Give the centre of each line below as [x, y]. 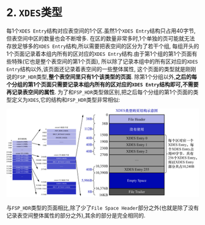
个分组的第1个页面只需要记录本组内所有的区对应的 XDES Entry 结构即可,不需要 [102, 84]
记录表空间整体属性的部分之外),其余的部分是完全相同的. [76, 216]
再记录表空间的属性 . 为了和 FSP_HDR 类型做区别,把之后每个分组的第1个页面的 [100, 92]
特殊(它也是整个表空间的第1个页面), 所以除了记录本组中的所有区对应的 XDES [105, 61]
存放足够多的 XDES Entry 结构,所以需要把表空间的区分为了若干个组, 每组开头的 [103, 46]
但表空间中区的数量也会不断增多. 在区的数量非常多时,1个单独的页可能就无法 [101, 38]
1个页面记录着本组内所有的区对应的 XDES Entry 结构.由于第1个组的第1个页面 [99, 53]
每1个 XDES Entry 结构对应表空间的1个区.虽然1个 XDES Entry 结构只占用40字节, [101, 31]
